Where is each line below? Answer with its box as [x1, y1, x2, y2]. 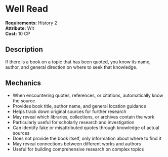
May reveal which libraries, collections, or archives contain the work [12, 113, 155, 120]
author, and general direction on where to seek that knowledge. [5, 64, 138, 70]
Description [5, 45, 43, 54]
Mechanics [5, 79, 41, 88]
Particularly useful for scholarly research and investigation [12, 119, 135, 125]
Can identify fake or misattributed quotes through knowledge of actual [12, 125, 159, 131]
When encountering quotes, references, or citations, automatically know [12, 92, 163, 98]
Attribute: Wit [5, 25, 34, 31]
